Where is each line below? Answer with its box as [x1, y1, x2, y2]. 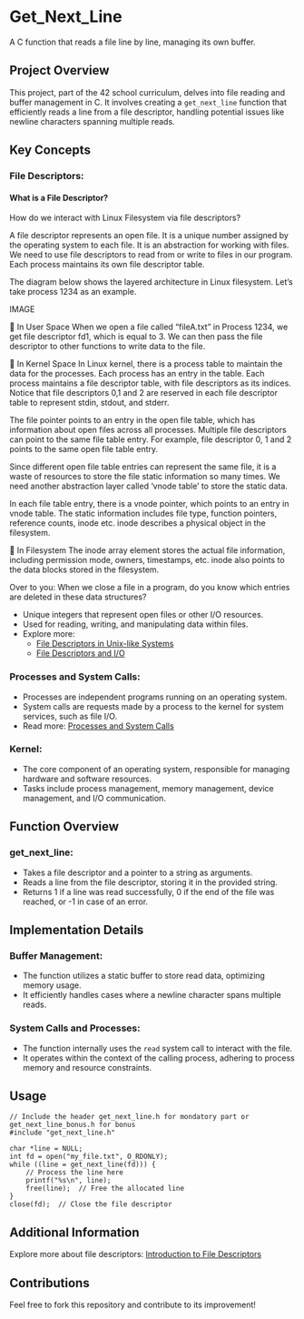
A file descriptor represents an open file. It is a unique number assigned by [9, 230, 289, 241]
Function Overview [9, 819, 120, 834]
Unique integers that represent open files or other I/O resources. [22, 609, 264, 620]
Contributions [9, 1275, 90, 1291]
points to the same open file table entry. [9, 444, 159, 455]
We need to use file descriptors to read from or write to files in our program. [9, 249, 293, 260]
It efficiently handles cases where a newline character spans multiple [22, 990, 281, 1001]
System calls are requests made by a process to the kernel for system [22, 700, 284, 711]
